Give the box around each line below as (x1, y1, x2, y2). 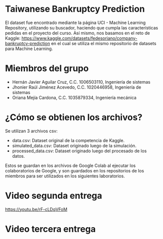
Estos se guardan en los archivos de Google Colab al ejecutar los (5, 163, 136, 168)
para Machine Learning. (5, 46, 53, 51)
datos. (12, 153, 25, 159)
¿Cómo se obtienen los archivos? (5, 112, 143, 123)
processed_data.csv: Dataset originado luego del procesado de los (12, 148, 147, 154)
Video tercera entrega (5, 223, 96, 235)
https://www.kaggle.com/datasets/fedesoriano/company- (21, 35, 138, 41)
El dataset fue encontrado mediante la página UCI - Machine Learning (5, 20, 146, 25)
